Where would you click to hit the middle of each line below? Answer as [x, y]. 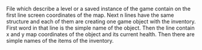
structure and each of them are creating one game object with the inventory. [101, 21]
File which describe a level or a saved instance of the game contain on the [99, 9]
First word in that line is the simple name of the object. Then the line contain [100, 28]
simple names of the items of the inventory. [60, 41]
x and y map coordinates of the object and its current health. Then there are [100, 34]
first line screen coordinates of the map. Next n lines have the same [90, 15]
